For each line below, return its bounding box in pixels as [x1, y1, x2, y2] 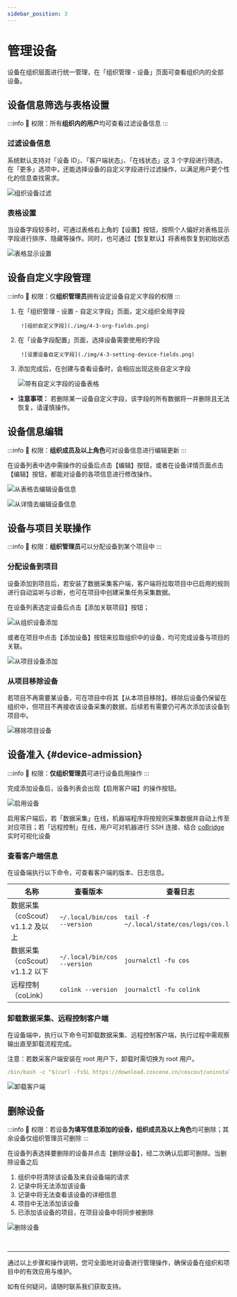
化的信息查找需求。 [7, 174, 63, 182]
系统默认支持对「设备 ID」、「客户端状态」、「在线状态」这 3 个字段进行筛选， [7, 156, 227, 165]
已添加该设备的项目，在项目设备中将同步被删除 [17, 1208, 154, 1217]
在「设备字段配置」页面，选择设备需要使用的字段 [17, 335, 160, 344]
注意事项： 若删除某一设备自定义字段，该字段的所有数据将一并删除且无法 [17, 394, 230, 402]
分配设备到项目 [7, 562, 59, 572]
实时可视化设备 [7, 831, 51, 840]
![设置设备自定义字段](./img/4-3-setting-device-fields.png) [20, 351, 195, 358]
